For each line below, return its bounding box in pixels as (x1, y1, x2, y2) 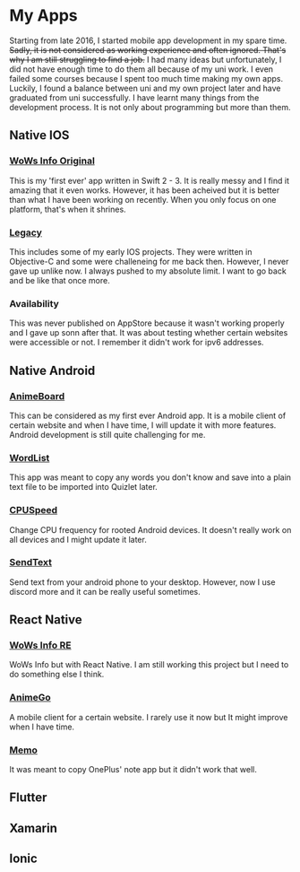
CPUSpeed (9, 504, 58, 517)
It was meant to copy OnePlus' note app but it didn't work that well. (9, 764, 257, 775)
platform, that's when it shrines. (9, 204, 127, 214)
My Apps (9, 5, 78, 26)
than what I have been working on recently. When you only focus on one (9, 194, 277, 205)
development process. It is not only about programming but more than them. (9, 101, 291, 112)
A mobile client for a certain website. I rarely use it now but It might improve (9, 711, 288, 722)
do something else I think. (9, 669, 105, 680)
